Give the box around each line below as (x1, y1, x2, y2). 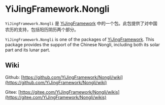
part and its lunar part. (5, 47, 51, 53)
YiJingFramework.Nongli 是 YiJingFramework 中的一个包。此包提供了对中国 (5, 20, 158, 26)
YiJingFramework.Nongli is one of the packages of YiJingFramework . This (5, 36, 154, 42)
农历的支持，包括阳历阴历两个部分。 (5, 26, 79, 33)
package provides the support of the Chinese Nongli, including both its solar (5, 41, 160, 47)
